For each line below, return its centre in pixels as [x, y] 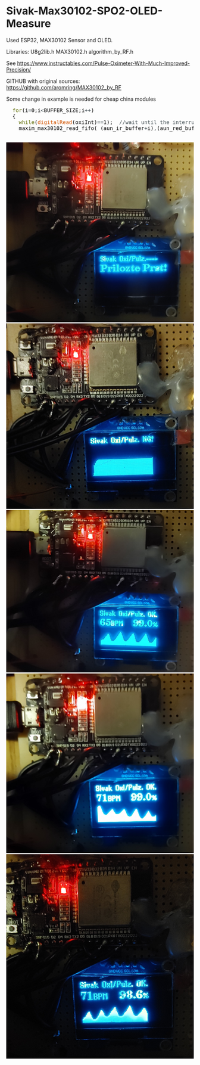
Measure [29, 24]
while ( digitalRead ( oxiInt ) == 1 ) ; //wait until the [94, 122]
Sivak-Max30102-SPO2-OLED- [85, 11]
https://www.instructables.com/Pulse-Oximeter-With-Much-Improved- [104, 63]
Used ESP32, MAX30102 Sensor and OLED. [60, 40]
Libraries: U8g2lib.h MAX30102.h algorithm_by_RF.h [70, 51]
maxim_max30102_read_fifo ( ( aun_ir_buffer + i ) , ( [90, 128]
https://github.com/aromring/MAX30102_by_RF [64, 87]
